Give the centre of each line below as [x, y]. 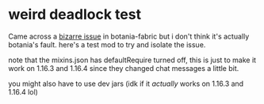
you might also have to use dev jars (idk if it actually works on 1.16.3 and [126, 84]
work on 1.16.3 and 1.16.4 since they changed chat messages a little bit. [124, 68]
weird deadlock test [75, 15]
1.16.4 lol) [23, 91]
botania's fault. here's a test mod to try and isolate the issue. [107, 44]
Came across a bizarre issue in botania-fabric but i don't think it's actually [129, 36]
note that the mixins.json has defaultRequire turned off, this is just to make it [132, 60]
